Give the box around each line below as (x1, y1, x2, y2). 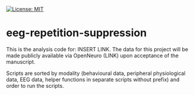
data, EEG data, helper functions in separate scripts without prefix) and (6, 76, 180, 83)
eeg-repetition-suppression (6, 27, 147, 40)
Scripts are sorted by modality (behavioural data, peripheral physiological (6, 70, 186, 77)
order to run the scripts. (6, 82, 64, 89)
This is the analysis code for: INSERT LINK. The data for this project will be (6, 45, 189, 53)
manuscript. (6, 58, 36, 65)
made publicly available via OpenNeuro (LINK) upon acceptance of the (6, 52, 179, 59)
